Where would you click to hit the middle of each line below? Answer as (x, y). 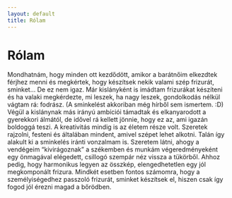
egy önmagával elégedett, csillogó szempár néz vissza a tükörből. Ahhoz (114, 157)
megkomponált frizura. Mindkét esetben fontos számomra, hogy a (104, 172)
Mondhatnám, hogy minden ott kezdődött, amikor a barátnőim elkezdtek (112, 75)
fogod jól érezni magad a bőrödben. (59, 187)
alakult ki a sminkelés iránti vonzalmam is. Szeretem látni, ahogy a (103, 142)
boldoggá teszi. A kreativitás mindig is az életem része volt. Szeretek (108, 127)
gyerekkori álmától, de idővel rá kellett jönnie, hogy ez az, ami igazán (108, 120)
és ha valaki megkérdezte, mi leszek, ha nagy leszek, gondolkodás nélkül (114, 97)
